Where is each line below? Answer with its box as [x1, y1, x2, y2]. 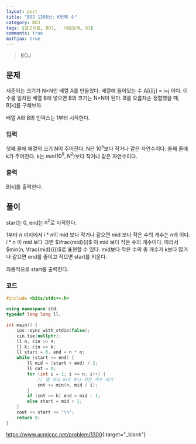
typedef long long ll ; [6, 311, 61, 317]
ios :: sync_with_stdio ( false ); [16, 327, 91, 333]
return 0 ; [16, 415, 41, 421]
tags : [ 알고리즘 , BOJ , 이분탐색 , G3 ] [6, 25, 94, 31]
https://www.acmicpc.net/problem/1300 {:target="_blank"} [6, 431, 146, 438]
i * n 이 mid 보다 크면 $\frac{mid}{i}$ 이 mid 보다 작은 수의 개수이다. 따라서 [6, 239, 178, 246]
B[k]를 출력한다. [6, 183, 43, 190]
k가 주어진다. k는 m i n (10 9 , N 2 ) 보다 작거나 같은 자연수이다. [6, 151, 137, 160]
